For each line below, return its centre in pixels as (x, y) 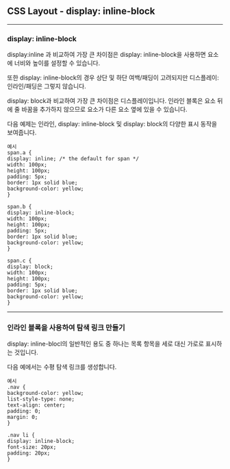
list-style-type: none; (41, 399)
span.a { (20, 153)
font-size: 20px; (32, 447)
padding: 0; (24, 411)
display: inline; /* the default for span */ (73, 159)
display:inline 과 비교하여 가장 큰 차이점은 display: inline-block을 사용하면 (107, 55)
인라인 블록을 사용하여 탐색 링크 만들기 (66, 328)
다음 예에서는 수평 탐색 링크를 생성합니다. (62, 367)
